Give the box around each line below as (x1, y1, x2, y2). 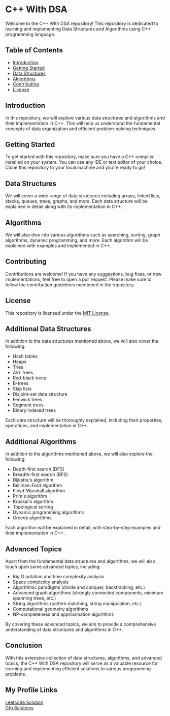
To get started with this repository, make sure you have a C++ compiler (5, 154, 154, 160)
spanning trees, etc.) (12, 595, 56, 601)
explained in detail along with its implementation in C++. (5, 203, 123, 210)
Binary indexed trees (12, 407, 56, 413)
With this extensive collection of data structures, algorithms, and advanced (5, 654, 162, 661)
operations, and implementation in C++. (5, 423, 88, 429)
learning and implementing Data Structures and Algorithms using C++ (5, 25, 151, 32)
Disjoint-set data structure (12, 391, 67, 397)
